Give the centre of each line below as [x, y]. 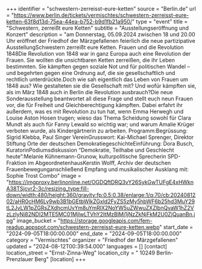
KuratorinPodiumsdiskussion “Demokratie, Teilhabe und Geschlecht [90, 150]
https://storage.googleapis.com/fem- [106, 221]
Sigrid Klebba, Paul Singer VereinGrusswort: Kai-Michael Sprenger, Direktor [100, 137]
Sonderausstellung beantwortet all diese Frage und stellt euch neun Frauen [99, 99]
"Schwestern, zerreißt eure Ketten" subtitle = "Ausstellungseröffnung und [97, 28]
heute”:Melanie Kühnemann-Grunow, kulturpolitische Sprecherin [86, 156]
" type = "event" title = [160, 21]
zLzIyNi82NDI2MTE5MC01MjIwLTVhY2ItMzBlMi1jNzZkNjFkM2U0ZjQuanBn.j [101, 214]
